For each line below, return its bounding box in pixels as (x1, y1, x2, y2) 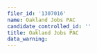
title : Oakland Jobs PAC (7, 29, 79, 36)
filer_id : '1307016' (7, 10, 67, 17)
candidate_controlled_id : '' (7, 23, 91, 30)
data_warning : (7, 36, 48, 43)
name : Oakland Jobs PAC (7, 17, 76, 23)
